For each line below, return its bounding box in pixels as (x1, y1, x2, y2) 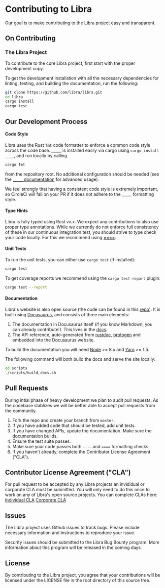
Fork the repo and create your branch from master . (12, 417, 115, 423)
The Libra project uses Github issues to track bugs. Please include (5, 525, 139, 531)
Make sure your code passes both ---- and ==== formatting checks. (12, 443, 150, 449)
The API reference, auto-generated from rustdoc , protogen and (12, 332, 141, 337)
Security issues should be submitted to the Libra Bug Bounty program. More (5, 540, 160, 546)
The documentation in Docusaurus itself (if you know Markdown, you (12, 321, 153, 327)
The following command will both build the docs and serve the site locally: (5, 356, 156, 362)
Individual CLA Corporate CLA (5, 497, 66, 503)
